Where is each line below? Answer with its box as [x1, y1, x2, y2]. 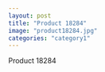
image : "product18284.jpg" [8, 26, 98, 34]
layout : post [8, 11, 52, 20]
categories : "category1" [8, 34, 91, 42]
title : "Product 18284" [8, 19, 87, 27]
